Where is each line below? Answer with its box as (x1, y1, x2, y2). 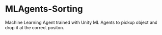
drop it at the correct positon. (5, 24, 65, 30)
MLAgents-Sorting (5, 3, 83, 15)
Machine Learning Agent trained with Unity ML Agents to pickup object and (5, 19, 158, 25)
